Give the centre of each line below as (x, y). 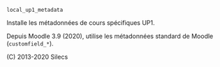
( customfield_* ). (30, 44)
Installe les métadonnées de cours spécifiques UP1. (81, 23)
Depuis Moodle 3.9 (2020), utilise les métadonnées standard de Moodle (110, 36)
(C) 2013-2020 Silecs (37, 57)
